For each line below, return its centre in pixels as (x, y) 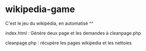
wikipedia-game (40, 9)
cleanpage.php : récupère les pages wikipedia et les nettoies (69, 43)
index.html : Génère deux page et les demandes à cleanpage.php (73, 33)
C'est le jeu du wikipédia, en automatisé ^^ (49, 23)
